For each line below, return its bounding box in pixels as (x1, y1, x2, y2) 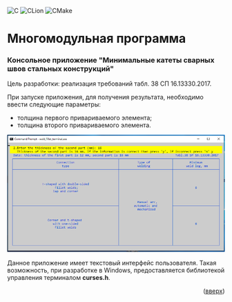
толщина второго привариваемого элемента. (17, 121, 152, 129)
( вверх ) (202, 287, 225, 295)
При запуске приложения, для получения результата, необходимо (7, 93, 204, 102)
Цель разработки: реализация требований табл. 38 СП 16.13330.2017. (7, 79, 212, 88)
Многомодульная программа (7, 31, 186, 46)
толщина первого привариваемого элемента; (17, 114, 153, 122)
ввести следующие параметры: (7, 100, 101, 108)
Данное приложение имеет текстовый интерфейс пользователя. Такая (7, 258, 217, 267)
